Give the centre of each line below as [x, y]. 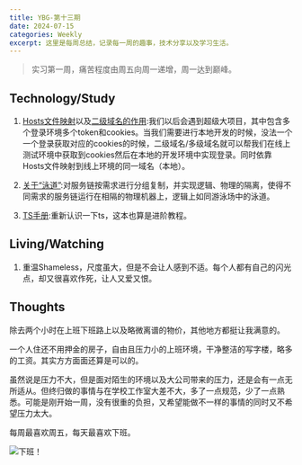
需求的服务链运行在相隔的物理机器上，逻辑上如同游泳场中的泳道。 [152, 197]
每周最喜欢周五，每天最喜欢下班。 [72, 432]
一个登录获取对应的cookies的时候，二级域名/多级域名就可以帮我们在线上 [156, 144]
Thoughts [37, 307]
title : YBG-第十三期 [45, 18]
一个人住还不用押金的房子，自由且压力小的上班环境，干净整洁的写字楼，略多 [151, 349]
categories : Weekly [46, 34]
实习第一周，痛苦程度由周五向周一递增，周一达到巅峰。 [133, 69]
